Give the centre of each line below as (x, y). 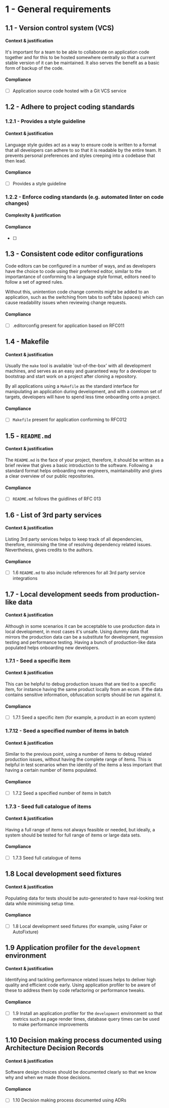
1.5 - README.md (28, 436)
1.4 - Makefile (27, 342)
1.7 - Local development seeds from (63, 594)
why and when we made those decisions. (48, 1077)
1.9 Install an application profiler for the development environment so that (87, 1013)
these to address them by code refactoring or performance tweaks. (75, 990)
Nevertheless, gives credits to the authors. (49, 550)
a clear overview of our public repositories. (50, 476)
